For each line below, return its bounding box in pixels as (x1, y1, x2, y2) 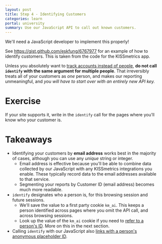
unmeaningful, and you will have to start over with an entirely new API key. (5, 79, 155, 85)
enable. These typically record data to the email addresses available (19, 171, 157, 177)
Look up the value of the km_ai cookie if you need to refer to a (19, 218, 144, 223)
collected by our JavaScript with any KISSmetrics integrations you (19, 166, 153, 172)
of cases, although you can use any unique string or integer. (12, 155, 133, 161)
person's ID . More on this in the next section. (19, 223, 110, 229)
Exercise (5, 96, 41, 107)
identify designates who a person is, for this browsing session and (12, 192, 148, 198)
